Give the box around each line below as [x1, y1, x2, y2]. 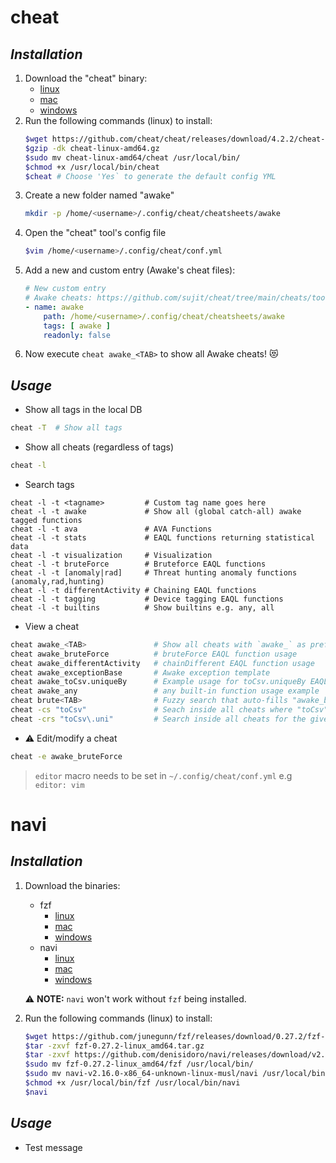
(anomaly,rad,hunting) [10, 576, 105, 586]
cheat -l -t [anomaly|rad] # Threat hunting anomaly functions [10, 567, 298, 578]
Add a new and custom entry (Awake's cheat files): [24, 264, 236, 276]
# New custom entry [24, 284, 107, 294]
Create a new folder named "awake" [24, 189, 175, 201]
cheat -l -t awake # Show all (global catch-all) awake [10, 506, 302, 516]
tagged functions [10, 515, 83, 525]
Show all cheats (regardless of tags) [24, 441, 175, 453]
